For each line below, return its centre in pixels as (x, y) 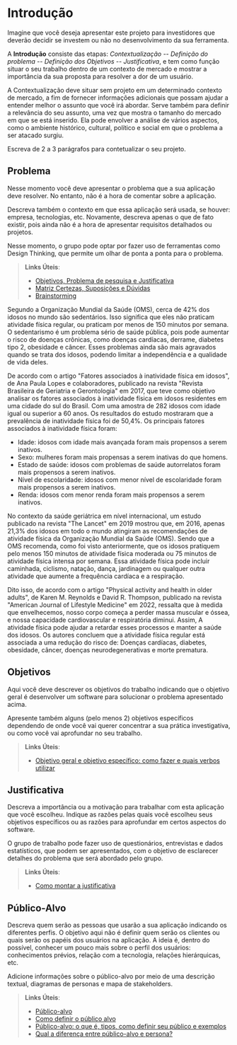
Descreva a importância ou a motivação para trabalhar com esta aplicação (116, 807)
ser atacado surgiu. (36, 135)
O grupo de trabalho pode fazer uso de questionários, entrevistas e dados (115, 843)
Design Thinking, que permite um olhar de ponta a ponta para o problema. (115, 253)
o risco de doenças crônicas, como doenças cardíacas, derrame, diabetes (116, 339)
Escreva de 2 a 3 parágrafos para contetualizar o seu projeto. (97, 149)
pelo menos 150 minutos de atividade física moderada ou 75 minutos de (112, 553)
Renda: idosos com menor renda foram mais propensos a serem (111, 495)
